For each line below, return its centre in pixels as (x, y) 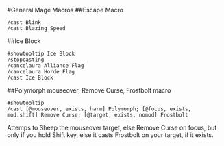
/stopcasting (26, 60)
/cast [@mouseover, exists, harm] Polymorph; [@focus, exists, (99, 109)
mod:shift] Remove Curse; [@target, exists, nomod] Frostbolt (98, 115)
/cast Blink (24, 23)
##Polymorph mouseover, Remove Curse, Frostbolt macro (89, 90)
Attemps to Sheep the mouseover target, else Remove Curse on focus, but (112, 127)
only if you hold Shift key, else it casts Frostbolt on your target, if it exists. (110, 135)
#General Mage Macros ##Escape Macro (65, 10)
